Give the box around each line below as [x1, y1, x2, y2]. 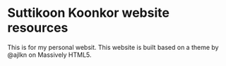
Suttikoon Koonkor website [7, 5, 169, 21]
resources [7, 20, 69, 36]
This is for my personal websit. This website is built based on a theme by [7, 43, 219, 51]
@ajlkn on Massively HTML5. [7, 51, 92, 59]
